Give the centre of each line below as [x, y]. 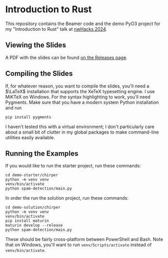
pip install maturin [27, 221]
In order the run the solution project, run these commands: [67, 198]
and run [14, 107]
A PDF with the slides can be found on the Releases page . [67, 57]
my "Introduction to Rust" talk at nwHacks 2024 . [56, 29]
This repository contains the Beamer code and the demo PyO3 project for [83, 24]
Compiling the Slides [39, 73]
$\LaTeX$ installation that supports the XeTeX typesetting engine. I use [80, 91]
